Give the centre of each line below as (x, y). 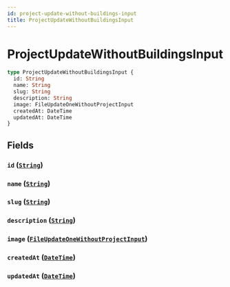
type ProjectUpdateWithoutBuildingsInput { (71, 72)
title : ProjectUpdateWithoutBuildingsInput (71, 20)
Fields (21, 145)
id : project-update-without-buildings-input (72, 13)
